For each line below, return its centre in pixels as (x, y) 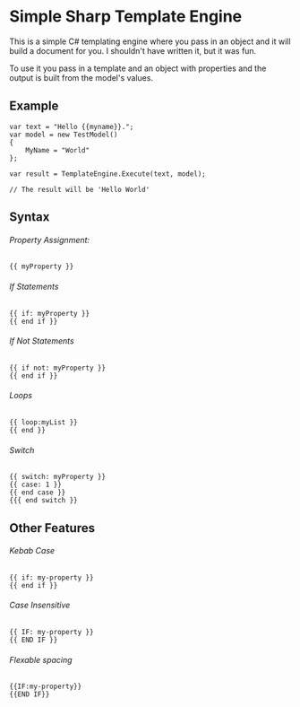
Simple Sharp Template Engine (126, 17)
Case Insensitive (40, 605)
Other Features (52, 528)
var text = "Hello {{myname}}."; (72, 127)
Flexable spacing (41, 659)
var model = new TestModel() (64, 135)
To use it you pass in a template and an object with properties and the (138, 68)
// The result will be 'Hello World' (80, 189)
